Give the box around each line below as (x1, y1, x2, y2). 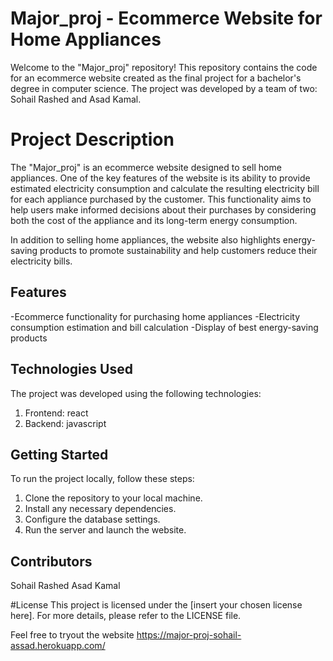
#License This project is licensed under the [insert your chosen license (10, 599, 303, 611)
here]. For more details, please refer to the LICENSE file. (10, 610, 242, 622)
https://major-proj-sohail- (136, 629, 242, 641)
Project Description (10, 128, 175, 151)
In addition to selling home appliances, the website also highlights (10, 233, 281, 246)
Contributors (10, 553, 93, 570)
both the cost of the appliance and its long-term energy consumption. (10, 214, 298, 226)
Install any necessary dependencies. (24, 503, 177, 515)
